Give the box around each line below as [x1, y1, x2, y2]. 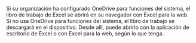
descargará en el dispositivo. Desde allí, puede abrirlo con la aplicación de [6, 24, 189, 31]
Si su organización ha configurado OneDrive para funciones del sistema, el [6, 5, 191, 12]
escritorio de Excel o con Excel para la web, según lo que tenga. [6, 30, 164, 37]
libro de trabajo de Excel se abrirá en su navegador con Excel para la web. [6, 11, 189, 18]
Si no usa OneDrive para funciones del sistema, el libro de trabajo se [6, 18, 175, 24]
